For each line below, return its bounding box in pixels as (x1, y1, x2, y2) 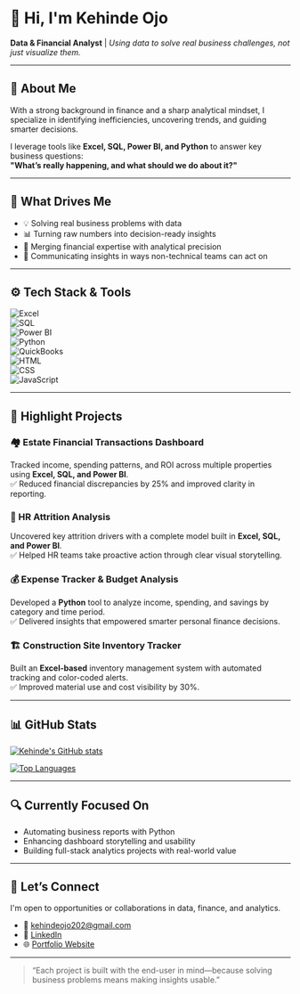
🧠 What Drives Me (10, 194, 112, 209)
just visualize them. (10, 46, 81, 57)
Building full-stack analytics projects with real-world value (22, 845, 237, 856)
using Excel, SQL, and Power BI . (10, 469, 129, 480)
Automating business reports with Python (22, 826, 175, 836)
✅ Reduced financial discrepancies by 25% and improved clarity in (10, 478, 255, 489)
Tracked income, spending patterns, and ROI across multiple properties (10, 460, 272, 470)
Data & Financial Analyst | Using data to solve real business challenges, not (10, 37, 290, 48)
